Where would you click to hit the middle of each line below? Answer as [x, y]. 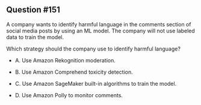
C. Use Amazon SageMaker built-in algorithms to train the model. [96, 83]
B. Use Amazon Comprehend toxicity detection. [74, 72]
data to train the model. [35, 37]
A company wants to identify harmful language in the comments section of [99, 24]
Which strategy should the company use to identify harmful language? [93, 49]
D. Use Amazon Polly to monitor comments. [69, 95]
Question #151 [33, 10]
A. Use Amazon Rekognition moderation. [65, 60]
